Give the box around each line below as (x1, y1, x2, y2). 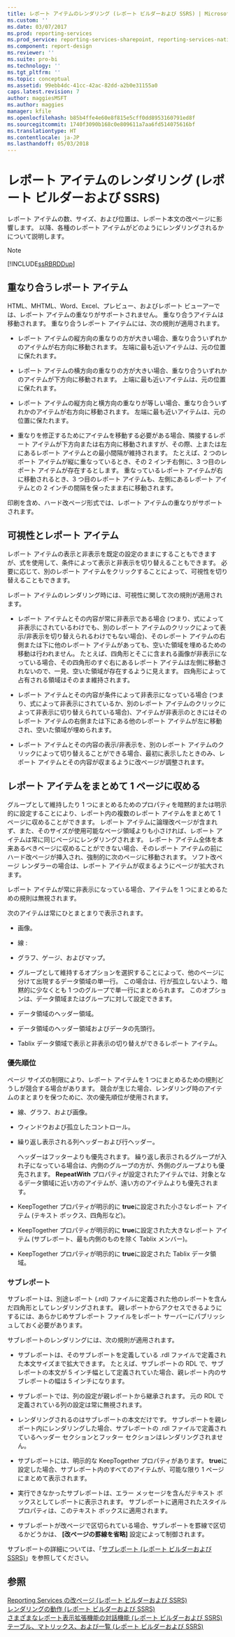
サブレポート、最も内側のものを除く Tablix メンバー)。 (34, 1235, 191, 1243)
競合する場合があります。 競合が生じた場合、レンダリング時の (25, 1084, 205, 1092)
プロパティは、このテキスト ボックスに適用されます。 (17, 1506, 171, 1515)
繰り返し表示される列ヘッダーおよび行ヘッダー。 (17, 1137, 159, 1146)
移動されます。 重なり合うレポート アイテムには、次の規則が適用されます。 (7, 319, 224, 328)
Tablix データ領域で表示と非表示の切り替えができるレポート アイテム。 (17, 1039, 222, 1047)
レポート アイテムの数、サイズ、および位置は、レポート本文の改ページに (7, 215, 217, 223)
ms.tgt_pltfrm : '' (7, 69, 61, 76)
